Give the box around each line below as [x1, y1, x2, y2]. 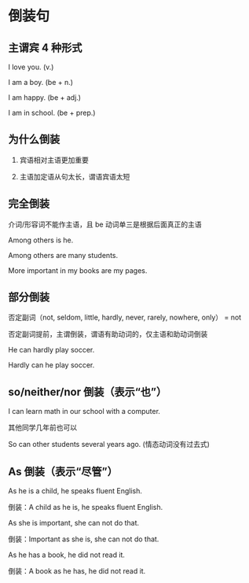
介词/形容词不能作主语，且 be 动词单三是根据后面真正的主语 [8, 220, 202, 229]
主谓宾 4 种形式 [8, 41, 82, 54]
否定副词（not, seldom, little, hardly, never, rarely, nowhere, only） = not [8, 312, 242, 323]
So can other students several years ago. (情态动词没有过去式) [8, 440, 211, 449]
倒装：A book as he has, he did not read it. [8, 566, 146, 576]
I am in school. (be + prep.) [8, 108, 96, 117]
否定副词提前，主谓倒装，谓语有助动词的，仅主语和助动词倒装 [8, 330, 208, 339]
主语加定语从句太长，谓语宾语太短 [19, 172, 130, 181]
